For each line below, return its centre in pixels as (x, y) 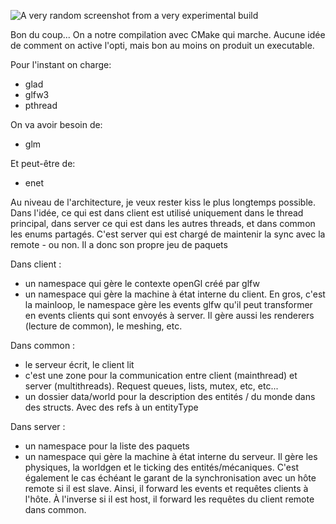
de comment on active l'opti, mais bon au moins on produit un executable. (162, 45)
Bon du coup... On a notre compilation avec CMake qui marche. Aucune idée (168, 34)
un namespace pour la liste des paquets (107, 446)
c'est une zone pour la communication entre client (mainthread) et (161, 375)
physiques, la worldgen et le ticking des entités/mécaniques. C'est (161, 467)
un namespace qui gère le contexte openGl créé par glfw (142, 283)
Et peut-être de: (43, 163)
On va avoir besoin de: (56, 124)
